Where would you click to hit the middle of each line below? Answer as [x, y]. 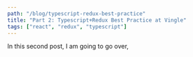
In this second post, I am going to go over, [68, 47]
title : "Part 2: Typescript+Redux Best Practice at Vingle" [97, 20]
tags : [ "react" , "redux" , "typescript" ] [67, 26]
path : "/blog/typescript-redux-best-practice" [76, 14]
